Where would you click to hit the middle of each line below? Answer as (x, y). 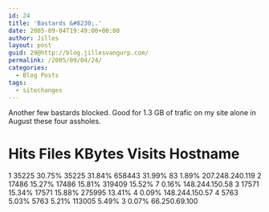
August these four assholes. (55, 122)
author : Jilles (34, 38)
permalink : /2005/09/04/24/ (55, 61)
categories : (28, 68)
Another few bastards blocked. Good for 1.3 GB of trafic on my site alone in (132, 113)
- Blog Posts (37, 75)
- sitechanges (39, 90)
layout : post (30, 46)
